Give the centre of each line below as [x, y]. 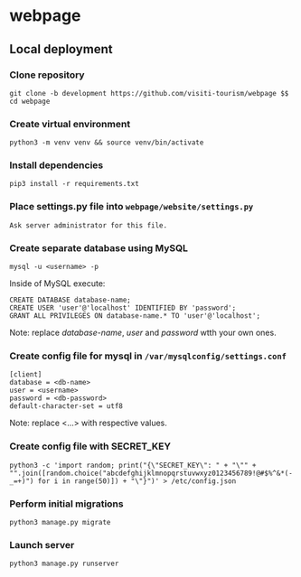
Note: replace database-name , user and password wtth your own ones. [143, 333]
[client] [26, 375]
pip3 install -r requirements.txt [75, 184]
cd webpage [30, 101]
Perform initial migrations [66, 504]
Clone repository [47, 75]
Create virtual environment [70, 124]
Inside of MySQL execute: [57, 284]
